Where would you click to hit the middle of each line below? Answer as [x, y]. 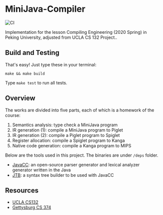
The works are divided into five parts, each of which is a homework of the [80, 110]
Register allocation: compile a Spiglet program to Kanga [68, 140]
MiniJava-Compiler [45, 9]
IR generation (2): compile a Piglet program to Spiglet [66, 135]
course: [13, 115]
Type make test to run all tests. [36, 82]
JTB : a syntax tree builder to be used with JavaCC [63, 175]
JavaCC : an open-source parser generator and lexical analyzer [76, 164]
